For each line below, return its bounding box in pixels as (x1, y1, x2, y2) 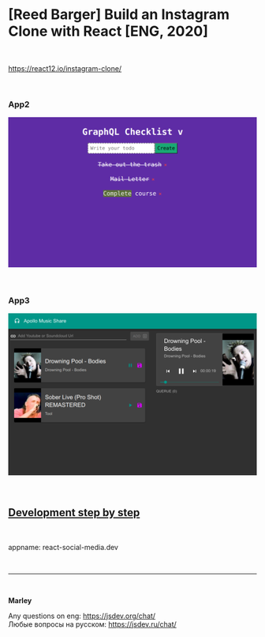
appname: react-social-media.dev (8, 542, 118, 552)
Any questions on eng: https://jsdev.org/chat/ (8, 611, 156, 620)
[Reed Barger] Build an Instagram (8, 6, 230, 24)
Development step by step (8, 506, 140, 519)
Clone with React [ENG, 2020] (8, 22, 209, 40)
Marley (8, 595, 32, 605)
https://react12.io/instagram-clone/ (8, 63, 122, 73)
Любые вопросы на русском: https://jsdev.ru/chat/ (8, 619, 177, 629)
